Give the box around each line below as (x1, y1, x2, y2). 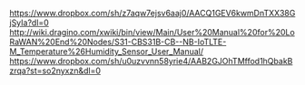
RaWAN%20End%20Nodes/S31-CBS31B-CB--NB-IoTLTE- (9, 36, 227, 47)
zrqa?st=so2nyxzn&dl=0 (9, 65, 102, 76)
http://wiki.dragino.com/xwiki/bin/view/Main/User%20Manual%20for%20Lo (9, 27, 295, 37)
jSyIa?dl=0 (9, 17, 50, 28)
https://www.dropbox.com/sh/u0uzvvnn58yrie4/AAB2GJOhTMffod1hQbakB (9, 56, 293, 66)
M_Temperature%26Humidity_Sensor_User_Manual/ (9, 46, 204, 57)
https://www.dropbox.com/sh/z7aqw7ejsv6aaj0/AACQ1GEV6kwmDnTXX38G (9, 8, 296, 18)
